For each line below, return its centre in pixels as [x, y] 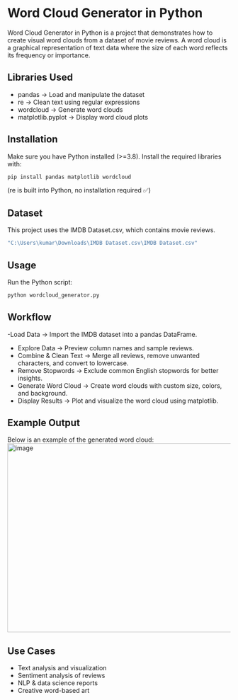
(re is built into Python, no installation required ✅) [79, 190]
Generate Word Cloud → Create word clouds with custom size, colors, [120, 385]
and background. [42, 393]
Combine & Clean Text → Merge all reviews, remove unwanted [109, 355]
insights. [30, 378]
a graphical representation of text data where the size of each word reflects [118, 47]
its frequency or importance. [49, 55]
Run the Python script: [40, 282]
